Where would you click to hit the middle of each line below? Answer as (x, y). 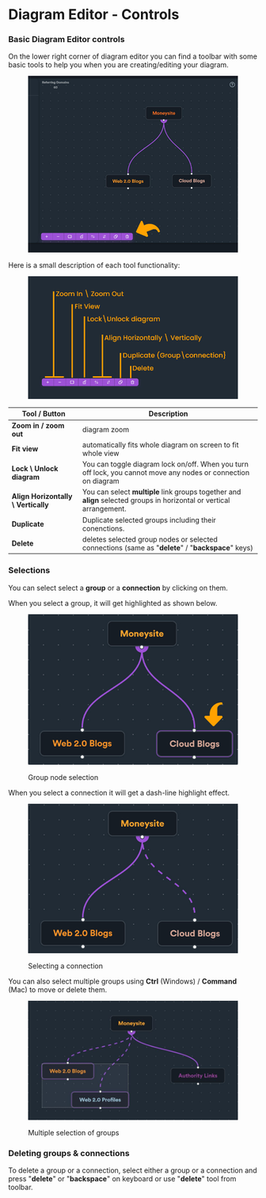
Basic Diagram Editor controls (66, 40)
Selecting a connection (65, 966)
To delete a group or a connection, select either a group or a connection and (133, 1170)
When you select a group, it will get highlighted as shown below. (113, 603)
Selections (29, 570)
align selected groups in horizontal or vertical (156, 500)
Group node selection (63, 777)
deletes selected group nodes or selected (150, 539)
